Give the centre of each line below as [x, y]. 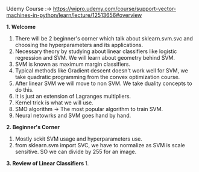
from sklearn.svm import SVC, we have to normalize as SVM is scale [100, 145]
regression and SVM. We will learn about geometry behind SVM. [95, 58]
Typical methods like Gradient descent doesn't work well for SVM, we [101, 71]
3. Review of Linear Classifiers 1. [48, 163]
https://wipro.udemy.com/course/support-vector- [115, 9]
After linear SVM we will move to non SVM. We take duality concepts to [103, 83]
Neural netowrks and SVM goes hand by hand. [73, 115]
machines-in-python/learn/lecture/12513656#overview [74, 15]
